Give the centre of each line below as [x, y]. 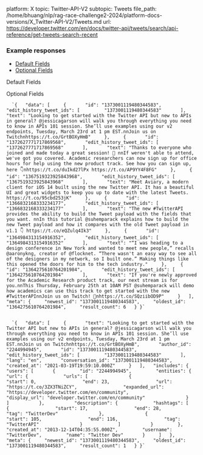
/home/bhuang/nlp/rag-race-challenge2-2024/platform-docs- [84, 15]
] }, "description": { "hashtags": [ [98, 403]
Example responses [36, 50]
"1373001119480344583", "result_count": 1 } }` [76, 446]
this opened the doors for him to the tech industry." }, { [95, 265]
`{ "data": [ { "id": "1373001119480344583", [87, 105]
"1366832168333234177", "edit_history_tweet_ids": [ [83, 204]
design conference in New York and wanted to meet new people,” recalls [100, 249]
